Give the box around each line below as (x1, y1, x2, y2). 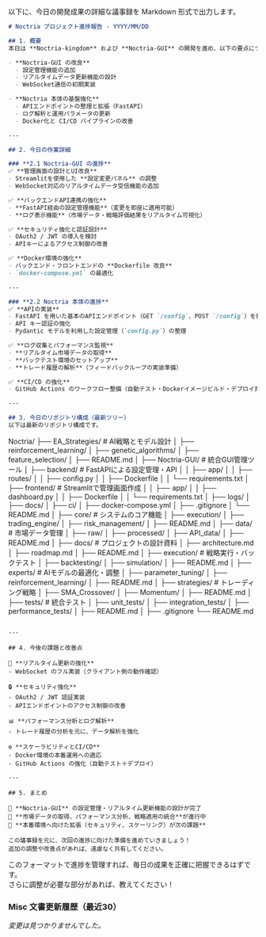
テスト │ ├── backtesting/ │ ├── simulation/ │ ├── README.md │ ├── (14, 558, 252, 567)
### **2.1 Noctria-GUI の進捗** (8, 160, 112, 168)
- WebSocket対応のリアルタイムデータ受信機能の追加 (8, 182, 160, 190)
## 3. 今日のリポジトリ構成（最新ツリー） (8, 414, 131, 422)
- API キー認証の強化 (8, 320, 71, 328)
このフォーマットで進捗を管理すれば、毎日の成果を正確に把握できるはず (8, 859, 244, 869)
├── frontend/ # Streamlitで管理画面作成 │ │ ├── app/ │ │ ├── (8, 482, 217, 493)
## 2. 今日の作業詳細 (8, 146, 71, 154)
